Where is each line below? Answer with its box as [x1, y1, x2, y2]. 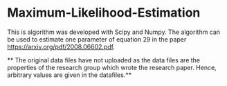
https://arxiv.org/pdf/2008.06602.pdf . [7, 42, 116, 51]
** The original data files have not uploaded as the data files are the [7, 55, 201, 64]
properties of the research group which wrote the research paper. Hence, [7, 63, 217, 71]
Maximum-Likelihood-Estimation [7, 5, 201, 21]
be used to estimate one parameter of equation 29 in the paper [7, 35, 187, 43]
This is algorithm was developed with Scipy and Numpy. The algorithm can [7, 28, 220, 36]
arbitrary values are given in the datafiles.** [7, 71, 132, 79]
